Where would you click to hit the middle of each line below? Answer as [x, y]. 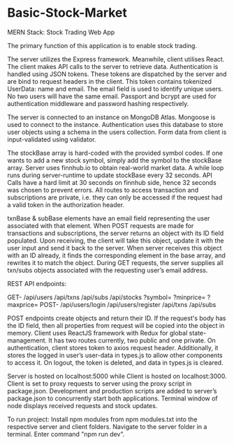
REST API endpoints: [37, 283]
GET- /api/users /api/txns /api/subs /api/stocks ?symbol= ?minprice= [107, 297]
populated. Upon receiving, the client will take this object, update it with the [116, 240]
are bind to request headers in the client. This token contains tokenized [109, 81]
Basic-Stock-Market [67, 13]
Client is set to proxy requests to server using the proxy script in [100, 383]
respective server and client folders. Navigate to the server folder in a [107, 426]
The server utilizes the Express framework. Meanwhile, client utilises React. [116, 59]
